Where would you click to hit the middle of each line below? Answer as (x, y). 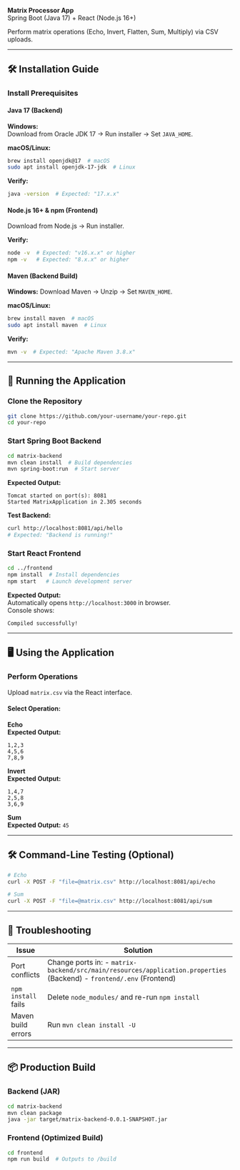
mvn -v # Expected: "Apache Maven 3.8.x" (71, 352)
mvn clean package (35, 1113)
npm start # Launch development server (70, 581)
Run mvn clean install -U (91, 1024)
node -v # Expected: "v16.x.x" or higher (71, 253)
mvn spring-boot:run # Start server (64, 469)
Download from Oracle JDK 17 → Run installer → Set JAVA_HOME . (100, 134)
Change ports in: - (79, 962)
